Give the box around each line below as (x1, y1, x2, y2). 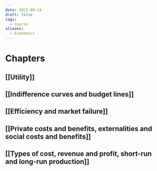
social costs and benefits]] (5, 132, 91, 141)
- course (10, 21, 28, 27)
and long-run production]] (5, 157, 89, 166)
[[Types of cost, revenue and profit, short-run (5, 150, 152, 158)
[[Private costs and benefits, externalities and (5, 124, 152, 133)
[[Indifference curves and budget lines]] (5, 90, 134, 99)
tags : (5, 17, 17, 22)
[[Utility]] (5, 73, 35, 81)
